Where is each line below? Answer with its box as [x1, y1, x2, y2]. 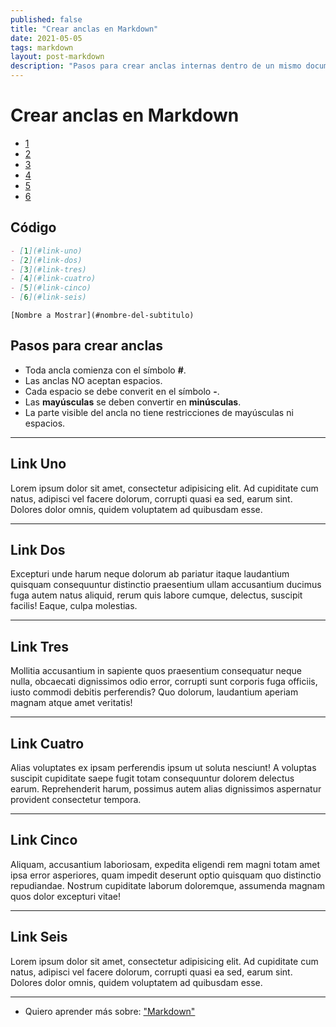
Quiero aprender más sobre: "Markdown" [24, 1005, 196, 1017]
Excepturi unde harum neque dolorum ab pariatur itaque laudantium [10, 568, 290, 580]
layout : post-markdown [10, 52, 105, 62]
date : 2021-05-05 [10, 33, 83, 43]
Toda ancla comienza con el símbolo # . [24, 364, 187, 376]
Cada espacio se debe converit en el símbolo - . [24, 385, 220, 397]
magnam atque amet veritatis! [10, 697, 133, 709]
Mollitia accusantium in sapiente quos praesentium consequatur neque [10, 665, 303, 677]
